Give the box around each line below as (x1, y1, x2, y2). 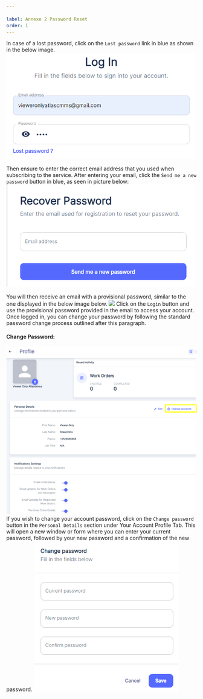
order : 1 (6, 22, 28, 28)
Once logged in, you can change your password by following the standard (6, 313, 190, 320)
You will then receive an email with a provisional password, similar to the (6, 293, 186, 300)
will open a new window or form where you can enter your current (6, 527, 171, 535)
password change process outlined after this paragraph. (6, 319, 146, 326)
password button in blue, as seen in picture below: (6, 178, 129, 185)
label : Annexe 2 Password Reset (6, 16, 88, 22)
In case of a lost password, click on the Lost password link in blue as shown (6, 40, 194, 47)
